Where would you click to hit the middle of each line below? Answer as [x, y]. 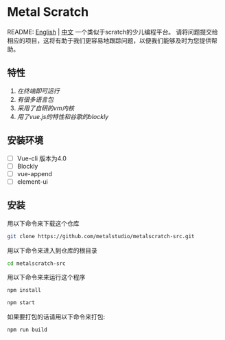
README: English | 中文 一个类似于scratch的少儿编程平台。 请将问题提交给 [113, 32]
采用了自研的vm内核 [45, 108]
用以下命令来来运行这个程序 [46, 277]
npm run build [27, 330]
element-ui [32, 181]
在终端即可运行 [38, 91]
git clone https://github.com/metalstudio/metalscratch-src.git [101, 236]
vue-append [35, 173]
